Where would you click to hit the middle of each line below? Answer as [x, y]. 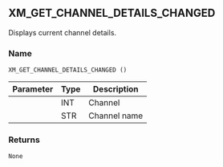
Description [116, 89]
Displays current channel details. [63, 32]
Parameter [33, 89]
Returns [24, 140]
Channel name [116, 116]
